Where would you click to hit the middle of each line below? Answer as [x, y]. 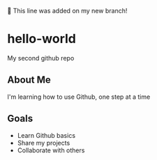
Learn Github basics [46, 135]
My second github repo [41, 58]
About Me [29, 80]
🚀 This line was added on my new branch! [67, 11]
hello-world [42, 39]
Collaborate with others [51, 150]
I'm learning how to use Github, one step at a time [79, 97]
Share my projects [44, 143]
